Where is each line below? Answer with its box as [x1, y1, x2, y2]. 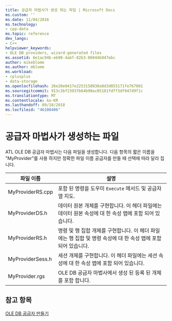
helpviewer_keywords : [5, 45, 52, 51]
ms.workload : [5, 70, 33, 75]
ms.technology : [5, 21, 38, 27]
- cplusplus [5, 74, 31, 79]
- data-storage [5, 79, 38, 84]
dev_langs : [5, 36, 29, 41]
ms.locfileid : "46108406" [5, 107, 60, 112]
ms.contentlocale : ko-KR [5, 98, 58, 103]
